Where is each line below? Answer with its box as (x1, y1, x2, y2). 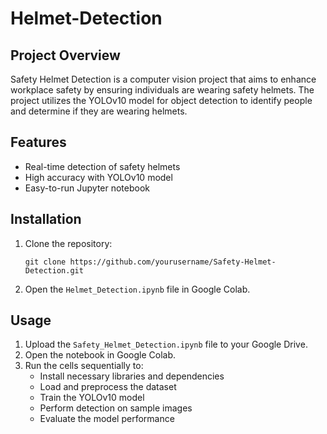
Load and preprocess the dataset (39, 381, 177, 393)
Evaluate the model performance (39, 413, 175, 425)
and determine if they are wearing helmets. (10, 105, 188, 117)
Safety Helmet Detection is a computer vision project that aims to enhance (10, 73, 317, 85)
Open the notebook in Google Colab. (24, 349, 177, 361)
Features (10, 134, 67, 151)
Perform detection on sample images (39, 402, 193, 414)
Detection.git (24, 265, 84, 276)
